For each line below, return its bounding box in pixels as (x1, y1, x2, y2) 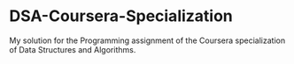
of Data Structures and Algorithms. (9, 44, 136, 54)
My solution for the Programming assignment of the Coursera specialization (9, 35, 286, 46)
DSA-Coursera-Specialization (9, 6, 233, 26)
